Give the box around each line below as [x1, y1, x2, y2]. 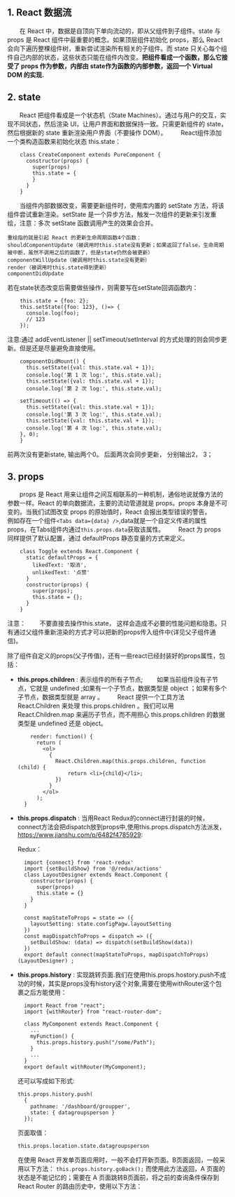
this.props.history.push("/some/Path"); [36, 1039, 156, 1046]
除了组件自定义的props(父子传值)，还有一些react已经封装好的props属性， [7, 652, 219, 660]
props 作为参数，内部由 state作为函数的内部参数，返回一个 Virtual [20, 62, 213, 70]
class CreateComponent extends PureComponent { [20, 151, 161, 158]
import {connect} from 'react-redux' [24, 859, 134, 866]
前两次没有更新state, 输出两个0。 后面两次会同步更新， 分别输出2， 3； [7, 450, 213, 458]
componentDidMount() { [20, 357, 86, 365]
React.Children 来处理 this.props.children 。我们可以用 [17, 701, 174, 710]
